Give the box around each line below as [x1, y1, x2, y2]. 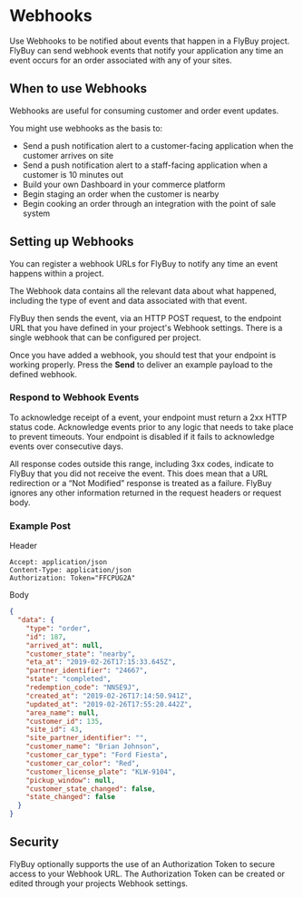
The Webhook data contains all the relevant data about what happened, [9, 285, 277, 296]
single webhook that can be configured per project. [9, 332, 201, 343]
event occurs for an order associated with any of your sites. [9, 54, 233, 65]
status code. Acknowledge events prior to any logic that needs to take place [9, 421, 294, 432]
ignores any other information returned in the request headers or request [9, 487, 282, 498]
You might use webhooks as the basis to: [9, 122, 163, 133]
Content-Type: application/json [9, 566, 132, 575]
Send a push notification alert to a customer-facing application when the [22, 140, 294, 151]
